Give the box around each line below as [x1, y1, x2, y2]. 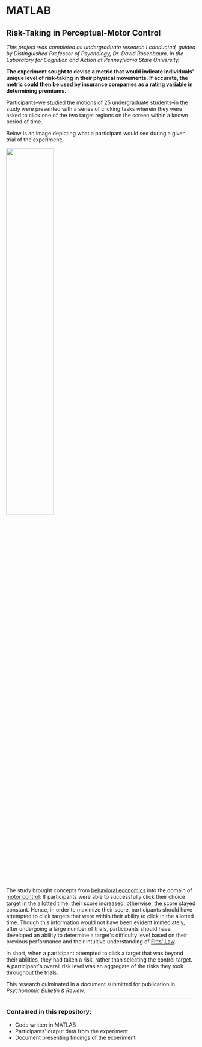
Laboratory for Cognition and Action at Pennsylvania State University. [6, 57, 180, 63]
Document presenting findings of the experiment [14, 1034, 136, 1042]
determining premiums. [6, 87, 67, 94]
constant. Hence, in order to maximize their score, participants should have [6, 906, 193, 913]
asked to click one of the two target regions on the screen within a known [6, 112, 188, 119]
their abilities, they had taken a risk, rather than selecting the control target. [6, 956, 192, 963]
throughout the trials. [6, 969, 58, 976]
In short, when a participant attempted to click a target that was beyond [6, 949, 183, 957]
